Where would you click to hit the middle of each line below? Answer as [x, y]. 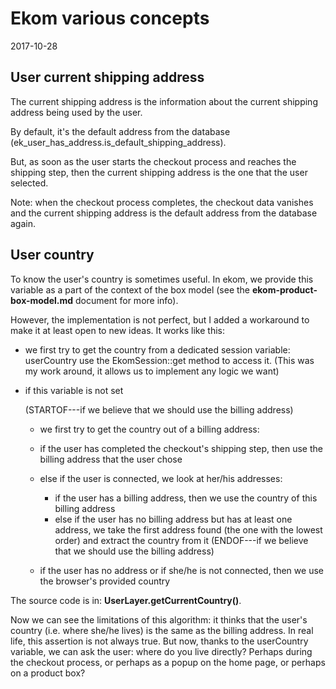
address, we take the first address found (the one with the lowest [188, 529]
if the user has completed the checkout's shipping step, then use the [181, 448]
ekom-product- [284, 289]
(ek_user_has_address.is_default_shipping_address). [118, 142]
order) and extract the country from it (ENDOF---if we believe [181, 540]
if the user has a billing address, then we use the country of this [186, 498]
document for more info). [127, 300]
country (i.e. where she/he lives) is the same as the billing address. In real [162, 630]
